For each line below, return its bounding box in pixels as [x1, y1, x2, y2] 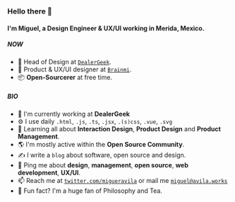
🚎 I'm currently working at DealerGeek [17, 109, 131, 119]
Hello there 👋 [7, 6, 53, 16]
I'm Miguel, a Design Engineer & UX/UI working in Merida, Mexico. [7, 24, 205, 32]
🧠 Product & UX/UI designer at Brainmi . [17, 65, 132, 73]
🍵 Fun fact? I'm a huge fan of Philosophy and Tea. [17, 186, 162, 195]
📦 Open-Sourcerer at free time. [17, 73, 113, 82]
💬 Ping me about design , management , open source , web [17, 161, 189, 170]
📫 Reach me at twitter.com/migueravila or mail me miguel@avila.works [17, 177, 228, 185]
